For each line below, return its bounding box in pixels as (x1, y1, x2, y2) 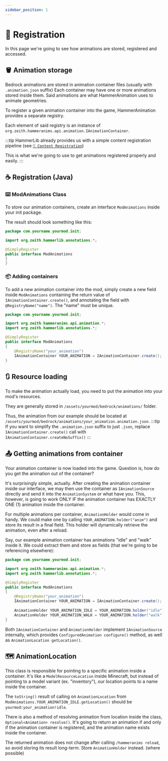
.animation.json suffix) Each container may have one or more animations (5, 87, 156, 93)
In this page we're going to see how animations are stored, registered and (5, 46, 157, 52)
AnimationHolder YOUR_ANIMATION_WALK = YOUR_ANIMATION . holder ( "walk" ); (14, 612, 166, 618)
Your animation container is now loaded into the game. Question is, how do (5, 465, 160, 471)
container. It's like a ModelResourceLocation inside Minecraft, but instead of (5, 673, 159, 679)
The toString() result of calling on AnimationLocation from (5, 693, 126, 699)
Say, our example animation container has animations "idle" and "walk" (5, 537, 151, 543)
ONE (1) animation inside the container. (5, 501, 85, 508)
